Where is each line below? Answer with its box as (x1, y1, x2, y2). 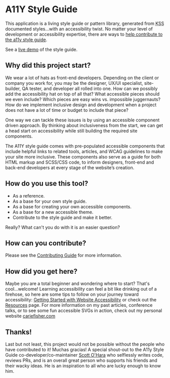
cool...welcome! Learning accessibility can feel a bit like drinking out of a (5, 286, 157, 292)
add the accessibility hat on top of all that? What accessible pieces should (5, 90, 160, 97)
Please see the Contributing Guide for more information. (5, 253, 122, 259)
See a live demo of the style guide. (5, 46, 78, 52)
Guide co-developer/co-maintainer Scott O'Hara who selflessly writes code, (5, 352, 164, 358)
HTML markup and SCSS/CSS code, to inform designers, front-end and (5, 159, 154, 165)
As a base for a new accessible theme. (12, 209, 94, 215)
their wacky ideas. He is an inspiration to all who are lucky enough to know (5, 363, 161, 369)
